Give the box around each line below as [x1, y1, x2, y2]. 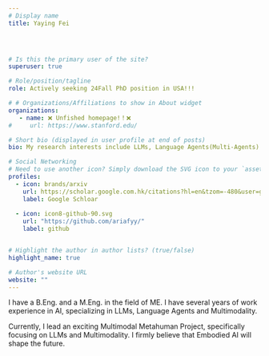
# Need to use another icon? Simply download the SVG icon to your [8, 165, 239, 173]
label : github [22, 225, 70, 233]
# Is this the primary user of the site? [8, 55, 149, 63]
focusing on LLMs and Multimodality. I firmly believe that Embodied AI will [8, 330, 252, 340]
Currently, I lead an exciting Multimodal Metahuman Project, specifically [8, 322, 246, 331]
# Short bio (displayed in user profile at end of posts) [8, 136, 206, 144]
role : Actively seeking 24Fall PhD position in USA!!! [8, 85, 195, 93]
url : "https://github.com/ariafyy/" [22, 217, 146, 225]
